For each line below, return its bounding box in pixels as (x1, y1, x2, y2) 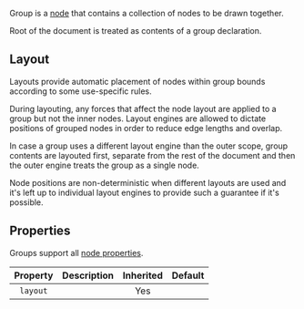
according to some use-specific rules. (9, 86, 152, 97)
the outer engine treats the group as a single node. (9, 160, 200, 170)
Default (171, 269, 205, 282)
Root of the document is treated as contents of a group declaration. (9, 26, 262, 36)
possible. (9, 196, 44, 208)
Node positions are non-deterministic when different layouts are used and (9, 177, 287, 188)
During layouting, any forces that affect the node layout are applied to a (9, 103, 277, 114)
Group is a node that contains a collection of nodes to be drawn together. (9, 8, 284, 18)
